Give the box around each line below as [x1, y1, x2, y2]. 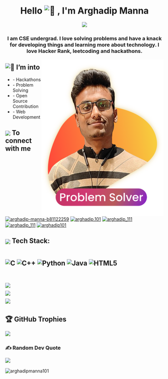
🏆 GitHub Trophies [5, 315, 67, 324]
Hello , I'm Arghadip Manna [20, 5, 149, 17]
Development [12, 114, 41, 120]
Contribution [12, 103, 39, 109]
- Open [12, 92, 28, 98]
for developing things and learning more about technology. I [10, 41, 159, 48]
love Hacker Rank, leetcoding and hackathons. [26, 47, 143, 54]
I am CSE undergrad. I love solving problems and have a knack [7, 35, 162, 42]
